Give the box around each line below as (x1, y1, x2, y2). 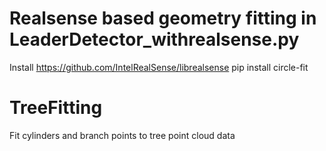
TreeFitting (9, 97, 103, 119)
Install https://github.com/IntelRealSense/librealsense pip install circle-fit (9, 61, 309, 73)
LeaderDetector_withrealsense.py (9, 28, 300, 51)
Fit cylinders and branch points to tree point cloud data (9, 129, 236, 141)
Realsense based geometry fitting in (9, 7, 317, 30)
